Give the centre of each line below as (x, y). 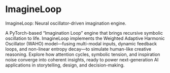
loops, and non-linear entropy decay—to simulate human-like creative (78, 49)
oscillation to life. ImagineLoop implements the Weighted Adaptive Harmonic (85, 38)
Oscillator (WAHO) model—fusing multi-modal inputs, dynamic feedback (81, 43)
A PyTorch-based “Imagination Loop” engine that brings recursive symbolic (84, 33)
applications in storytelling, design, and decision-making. (65, 65)
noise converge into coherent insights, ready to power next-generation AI (82, 59)
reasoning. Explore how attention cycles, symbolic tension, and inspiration (83, 54)
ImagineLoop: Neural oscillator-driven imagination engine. (66, 23)
